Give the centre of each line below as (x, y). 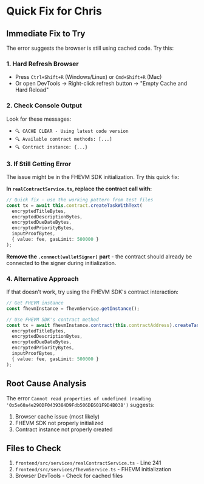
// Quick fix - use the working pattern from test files (80, 200)
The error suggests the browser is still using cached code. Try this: (90, 48)
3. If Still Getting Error (39, 164)
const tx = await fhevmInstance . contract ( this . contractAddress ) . (90, 325)
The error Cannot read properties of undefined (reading (79, 398)
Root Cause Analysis (46, 384)
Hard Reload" (32, 90)
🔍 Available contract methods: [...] (63, 139)
